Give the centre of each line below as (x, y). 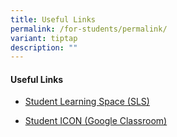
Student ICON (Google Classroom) (96, 121)
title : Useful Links (53, 19)
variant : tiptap (44, 38)
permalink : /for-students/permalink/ (89, 29)
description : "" (44, 47)
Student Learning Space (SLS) (87, 102)
